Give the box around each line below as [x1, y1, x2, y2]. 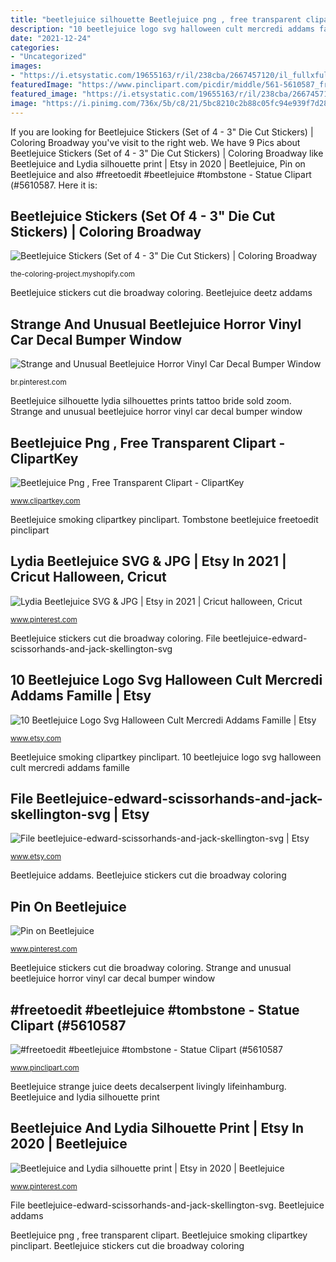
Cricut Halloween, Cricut [10, 569, 167, 586]
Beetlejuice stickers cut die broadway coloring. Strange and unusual [10, 962, 292, 974]
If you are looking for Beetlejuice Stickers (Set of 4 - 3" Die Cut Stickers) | [10, 126, 314, 138]
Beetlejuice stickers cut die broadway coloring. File [10, 632, 221, 644]
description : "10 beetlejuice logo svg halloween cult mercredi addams [10, 24, 315, 34]
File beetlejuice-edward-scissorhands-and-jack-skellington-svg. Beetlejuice [10, 1199, 325, 1211]
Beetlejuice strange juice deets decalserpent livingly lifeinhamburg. [10, 1081, 287, 1092]
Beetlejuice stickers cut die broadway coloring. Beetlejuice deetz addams [10, 287, 313, 299]
